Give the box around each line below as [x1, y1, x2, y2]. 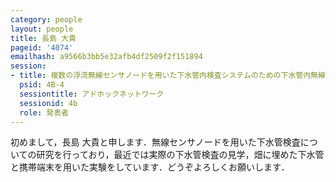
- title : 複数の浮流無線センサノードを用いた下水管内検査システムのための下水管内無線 [10, 71, 326, 81]
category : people [10, 14, 83, 25]
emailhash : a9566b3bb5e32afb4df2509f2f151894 [10, 52, 203, 62]
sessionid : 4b [19, 98, 78, 108]
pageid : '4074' [10, 42, 74, 53]
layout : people [10, 24, 74, 34]
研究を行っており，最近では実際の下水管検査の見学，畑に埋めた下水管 [36, 149, 325, 161]
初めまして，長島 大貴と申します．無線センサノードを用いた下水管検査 [10, 136, 301, 148]
